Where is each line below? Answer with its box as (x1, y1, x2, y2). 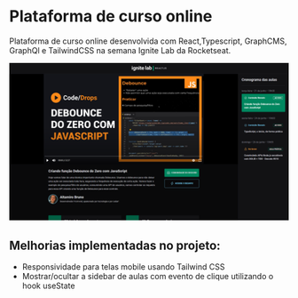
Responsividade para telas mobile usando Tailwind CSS (21, 262, 225, 272)
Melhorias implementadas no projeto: (9, 238, 221, 253)
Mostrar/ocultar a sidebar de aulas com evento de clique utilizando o (21, 271, 274, 282)
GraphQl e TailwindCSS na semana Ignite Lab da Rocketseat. (9, 44, 231, 55)
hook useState (21, 280, 75, 291)
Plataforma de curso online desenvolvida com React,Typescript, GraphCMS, (9, 36, 287, 46)
